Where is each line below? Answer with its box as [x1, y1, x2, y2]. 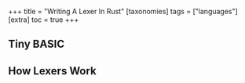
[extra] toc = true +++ [8, 15, 79, 24]
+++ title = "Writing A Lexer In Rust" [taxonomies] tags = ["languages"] [8, 7, 238, 16]
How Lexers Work [8, 64, 97, 78]
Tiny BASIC [8, 38, 65, 51]
